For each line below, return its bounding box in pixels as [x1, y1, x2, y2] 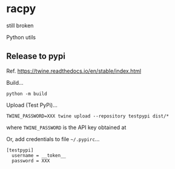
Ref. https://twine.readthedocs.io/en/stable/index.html [6, 67, 141, 75]
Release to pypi [6, 51, 65, 62]
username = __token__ [12, 152, 67, 159]
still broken [6, 22, 34, 29]
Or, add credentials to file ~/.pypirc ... [6, 135, 100, 142]
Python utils [6, 33, 36, 41]
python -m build [6, 90, 47, 97]
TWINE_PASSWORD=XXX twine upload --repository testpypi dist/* [6, 113, 170, 119]
